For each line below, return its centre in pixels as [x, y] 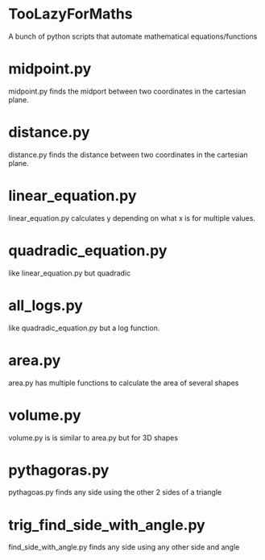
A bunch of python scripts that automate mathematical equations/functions [133, 36]
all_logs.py [46, 305]
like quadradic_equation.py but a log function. [84, 328]
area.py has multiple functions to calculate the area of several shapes [124, 383]
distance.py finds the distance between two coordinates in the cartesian [128, 155]
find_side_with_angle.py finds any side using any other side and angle [124, 547]
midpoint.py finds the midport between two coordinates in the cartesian [127, 91]
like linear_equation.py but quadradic [70, 273]
